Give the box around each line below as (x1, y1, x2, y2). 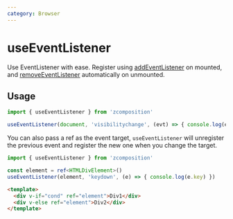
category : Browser (7, 10, 60, 17)
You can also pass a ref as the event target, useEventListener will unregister (7, 134, 225, 142)
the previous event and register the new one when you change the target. (7, 141, 217, 150)
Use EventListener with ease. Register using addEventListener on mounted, (7, 63, 223, 71)
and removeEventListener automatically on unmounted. (7, 70, 165, 78)
